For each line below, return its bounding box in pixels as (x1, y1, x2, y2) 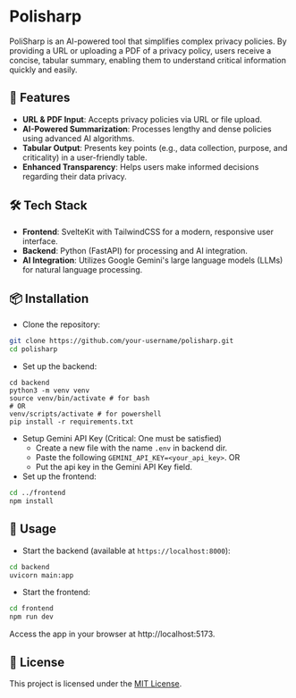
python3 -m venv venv (9, 386, 90, 395)
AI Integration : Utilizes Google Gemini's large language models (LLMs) (21, 255, 283, 265)
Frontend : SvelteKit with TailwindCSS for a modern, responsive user (21, 226, 275, 237)
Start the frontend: (21, 587, 91, 598)
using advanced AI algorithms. (21, 132, 135, 144)
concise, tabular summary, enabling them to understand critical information (9, 55, 287, 65)
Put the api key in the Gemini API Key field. (35, 462, 193, 473)
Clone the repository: (21, 319, 101, 330)
